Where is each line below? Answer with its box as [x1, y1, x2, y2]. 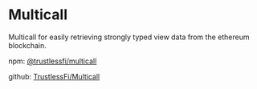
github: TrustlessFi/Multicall [8, 71, 100, 81]
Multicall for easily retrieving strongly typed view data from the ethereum [8, 32, 250, 42]
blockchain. [8, 40, 47, 50]
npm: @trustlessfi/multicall [8, 56, 97, 66]
